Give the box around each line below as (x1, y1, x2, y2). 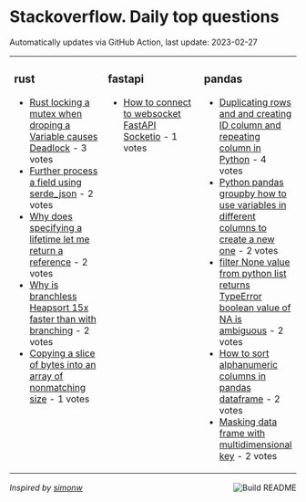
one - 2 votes (219, 244, 279, 256)
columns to (219, 221, 267, 234)
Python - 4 (219, 152, 267, 165)
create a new (219, 233, 275, 246)
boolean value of (219, 301, 291, 314)
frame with (219, 426, 266, 439)
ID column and (219, 119, 281, 131)
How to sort (219, 347, 270, 360)
